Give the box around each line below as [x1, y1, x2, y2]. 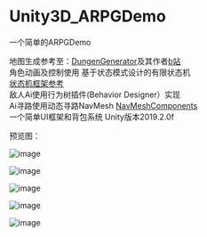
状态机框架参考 [9, 78, 64, 88]
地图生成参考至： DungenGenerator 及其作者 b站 [9, 55, 181, 66]
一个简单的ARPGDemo [9, 37, 92, 47]
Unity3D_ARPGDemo [9, 6, 166, 27]
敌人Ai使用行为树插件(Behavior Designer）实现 [9, 89, 180, 100]
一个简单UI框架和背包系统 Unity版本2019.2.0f [9, 111, 175, 122]
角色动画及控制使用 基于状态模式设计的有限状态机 [9, 67, 191, 78]
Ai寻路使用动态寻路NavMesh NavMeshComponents [9, 100, 198, 110]
